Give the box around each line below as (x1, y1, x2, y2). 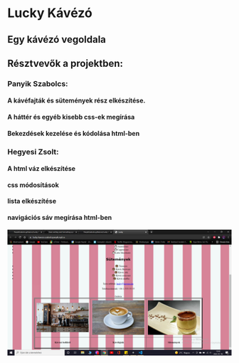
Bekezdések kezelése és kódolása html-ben (7, 129, 140, 137)
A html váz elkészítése (7, 164, 76, 173)
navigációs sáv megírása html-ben (7, 213, 112, 221)
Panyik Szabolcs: (7, 78, 69, 88)
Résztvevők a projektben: (7, 57, 123, 69)
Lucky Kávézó (7, 5, 92, 21)
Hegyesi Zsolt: (7, 147, 59, 157)
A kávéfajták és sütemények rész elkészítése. (7, 96, 146, 105)
